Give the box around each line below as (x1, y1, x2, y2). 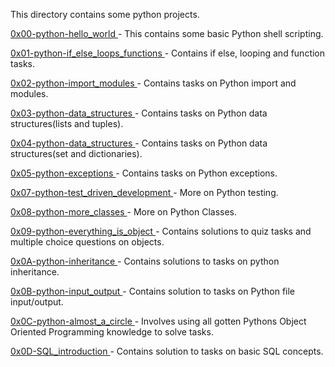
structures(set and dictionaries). (10, 148, 143, 159)
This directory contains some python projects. (10, 9, 200, 20)
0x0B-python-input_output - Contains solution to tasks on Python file (10, 285, 296, 297)
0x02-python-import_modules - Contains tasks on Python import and (10, 77, 297, 89)
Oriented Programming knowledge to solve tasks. (10, 326, 214, 338)
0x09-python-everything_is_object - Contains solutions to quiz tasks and (10, 225, 312, 237)
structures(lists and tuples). (10, 118, 124, 129)
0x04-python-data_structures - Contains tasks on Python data (10, 137, 268, 149)
